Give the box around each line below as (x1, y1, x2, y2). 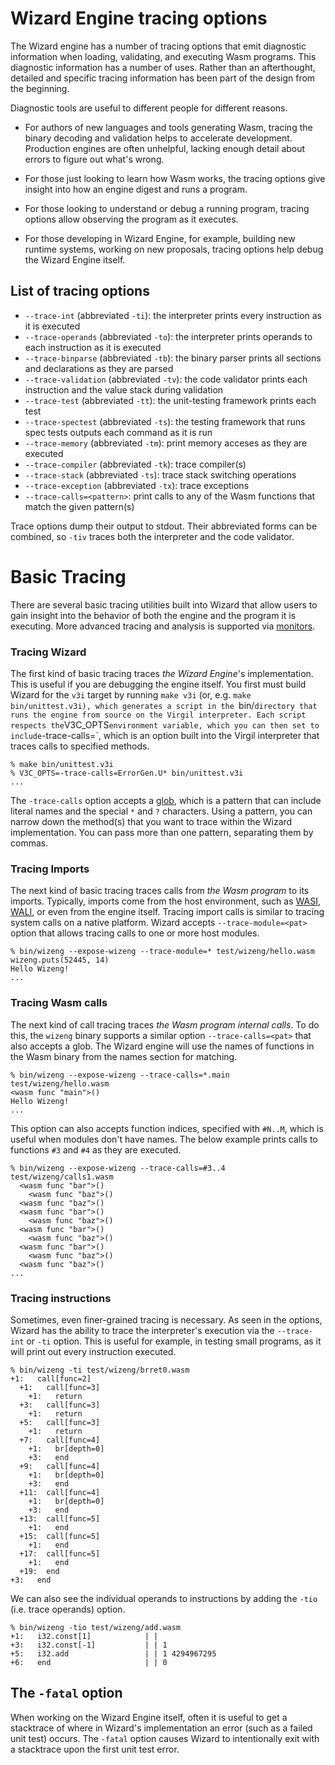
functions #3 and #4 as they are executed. (10, 1143, 182, 1156)
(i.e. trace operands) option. (10, 1603, 126, 1615)
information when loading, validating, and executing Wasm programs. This (10, 50, 317, 62)
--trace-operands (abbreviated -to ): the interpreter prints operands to (24, 330, 313, 342)
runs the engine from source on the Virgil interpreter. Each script (10, 710, 307, 720)
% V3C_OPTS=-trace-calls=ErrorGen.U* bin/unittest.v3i (10, 768, 244, 778)
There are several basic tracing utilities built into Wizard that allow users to (10, 598, 318, 611)
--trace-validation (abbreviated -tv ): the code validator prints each (24, 373, 308, 385)
